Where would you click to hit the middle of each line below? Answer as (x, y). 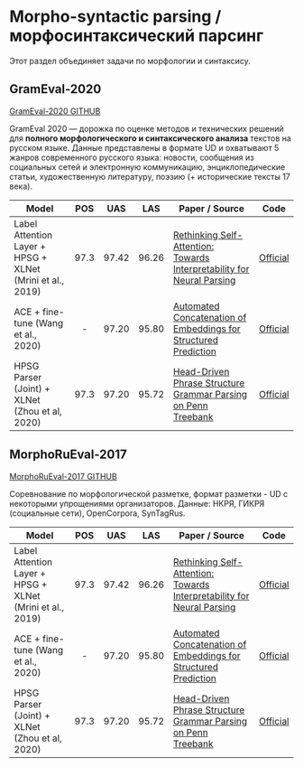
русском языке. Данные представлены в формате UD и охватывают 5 (144, 147)
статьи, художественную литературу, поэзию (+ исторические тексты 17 (150, 176)
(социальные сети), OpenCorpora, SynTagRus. (97, 513)
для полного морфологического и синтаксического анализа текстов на (150, 138)
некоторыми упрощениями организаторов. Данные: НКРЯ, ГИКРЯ (137, 503)
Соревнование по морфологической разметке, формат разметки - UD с (149, 493)
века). (21, 186)
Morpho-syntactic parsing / (115, 17)
